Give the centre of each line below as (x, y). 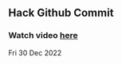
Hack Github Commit (61, 13)
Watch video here (43, 36)
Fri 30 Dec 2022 (35, 53)
